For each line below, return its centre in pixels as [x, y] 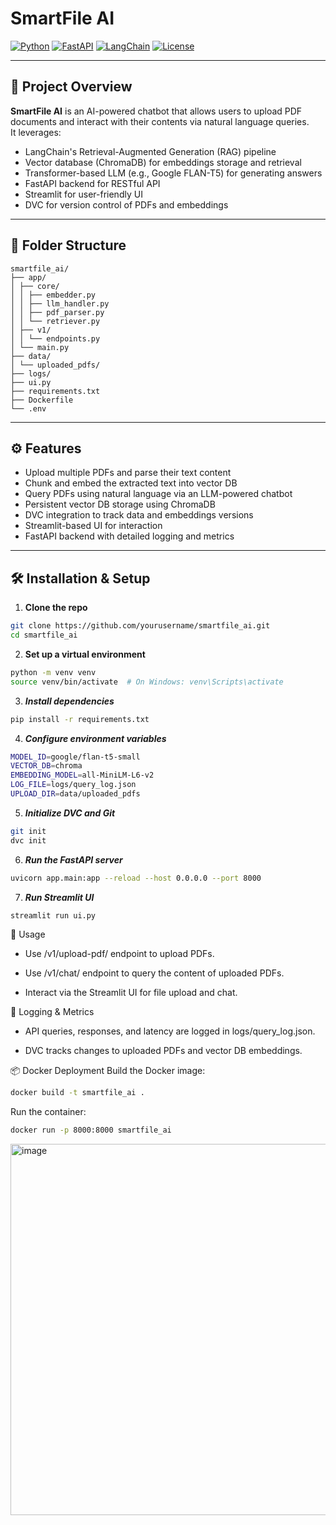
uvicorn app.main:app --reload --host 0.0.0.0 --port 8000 [136, 878]
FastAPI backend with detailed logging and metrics [129, 536]
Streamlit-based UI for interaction [93, 526]
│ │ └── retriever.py [55, 321]
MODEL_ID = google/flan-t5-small [75, 757]
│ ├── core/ [35, 286]
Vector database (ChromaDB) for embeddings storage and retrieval [163, 162]
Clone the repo [56, 608]
